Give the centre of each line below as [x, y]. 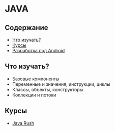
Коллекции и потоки [34, 95]
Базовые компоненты [36, 79]
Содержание [27, 28]
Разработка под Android [38, 51]
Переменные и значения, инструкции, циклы [61, 84]
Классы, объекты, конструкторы [48, 89]
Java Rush [23, 123]
